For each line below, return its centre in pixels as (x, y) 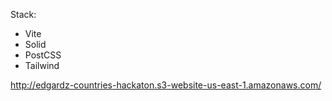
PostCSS (43, 55)
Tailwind (42, 65)
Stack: (23, 14)
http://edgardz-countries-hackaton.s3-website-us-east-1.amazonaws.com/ (166, 85)
